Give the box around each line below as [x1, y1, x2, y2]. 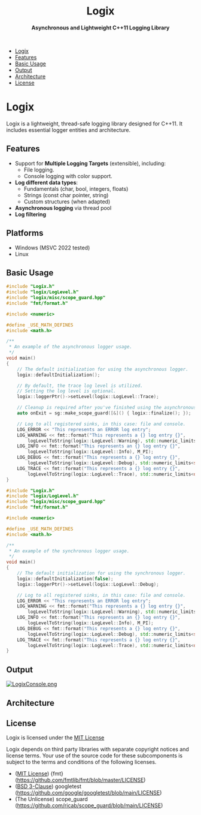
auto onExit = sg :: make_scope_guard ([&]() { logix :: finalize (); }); [17, 410, 191, 416]
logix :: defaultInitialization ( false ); [17, 576, 114, 582]
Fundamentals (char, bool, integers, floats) [23, 185, 129, 193]
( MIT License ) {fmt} [14, 770, 64, 777]
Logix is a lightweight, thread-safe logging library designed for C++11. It [6, 120, 183, 127]
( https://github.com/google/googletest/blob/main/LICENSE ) [14, 789, 162, 796]
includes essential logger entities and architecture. [6, 126, 131, 133]
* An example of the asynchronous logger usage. [8, 344, 133, 350]
